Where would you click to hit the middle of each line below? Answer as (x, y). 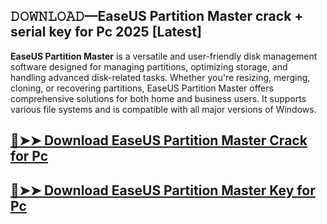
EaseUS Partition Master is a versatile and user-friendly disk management (164, 56)
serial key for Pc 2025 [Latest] (106, 32)
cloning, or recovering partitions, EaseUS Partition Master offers (142, 88)
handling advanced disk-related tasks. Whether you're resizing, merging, (160, 77)
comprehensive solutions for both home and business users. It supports (158, 98)
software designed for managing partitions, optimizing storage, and (149, 66)
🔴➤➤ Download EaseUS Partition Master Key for (163, 190)
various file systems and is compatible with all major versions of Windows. (163, 109)
